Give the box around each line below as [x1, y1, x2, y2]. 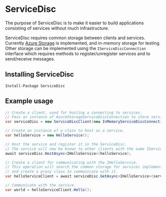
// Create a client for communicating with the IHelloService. [5, 160, 138, 165]
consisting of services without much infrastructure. [5, 25, 110, 31]
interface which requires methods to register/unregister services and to [5, 51, 151, 57]
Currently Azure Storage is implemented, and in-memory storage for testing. [5, 40, 161, 46]
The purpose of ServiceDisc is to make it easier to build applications [5, 20, 144, 26]
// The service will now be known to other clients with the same [5, 146, 145, 151]
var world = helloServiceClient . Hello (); [5, 187, 92, 192]
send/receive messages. [5, 56, 55, 62]
